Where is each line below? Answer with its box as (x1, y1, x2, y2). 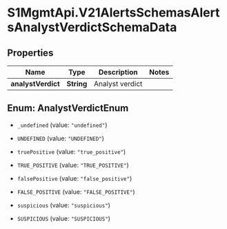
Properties (7, 47, 54, 59)
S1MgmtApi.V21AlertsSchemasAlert (7, 5, 220, 21)
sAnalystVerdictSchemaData (7, 19, 177, 35)
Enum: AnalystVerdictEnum (7, 102, 129, 114)
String (66, 79, 88, 88)
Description (98, 68, 138, 77)
